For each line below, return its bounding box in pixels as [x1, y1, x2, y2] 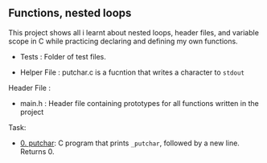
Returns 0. [19, 146, 55, 156]
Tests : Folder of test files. [19, 51, 107, 61]
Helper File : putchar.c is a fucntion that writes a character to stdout [19, 67, 245, 77]
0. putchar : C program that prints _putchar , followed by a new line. [19, 138, 240, 148]
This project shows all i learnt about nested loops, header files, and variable [8, 27, 260, 37]
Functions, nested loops [8, 6, 132, 20]
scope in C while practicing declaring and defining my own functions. [8, 36, 239, 46]
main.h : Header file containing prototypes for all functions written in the [19, 98, 259, 108]
